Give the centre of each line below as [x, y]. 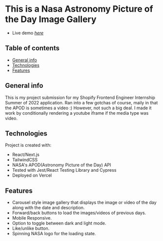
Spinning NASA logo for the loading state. [54, 234]
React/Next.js [26, 155]
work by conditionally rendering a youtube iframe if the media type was [77, 113]
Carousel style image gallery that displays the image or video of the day [84, 202]
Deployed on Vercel [32, 175]
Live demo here [28, 33]
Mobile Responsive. [32, 218]
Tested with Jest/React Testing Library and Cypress [64, 170]
